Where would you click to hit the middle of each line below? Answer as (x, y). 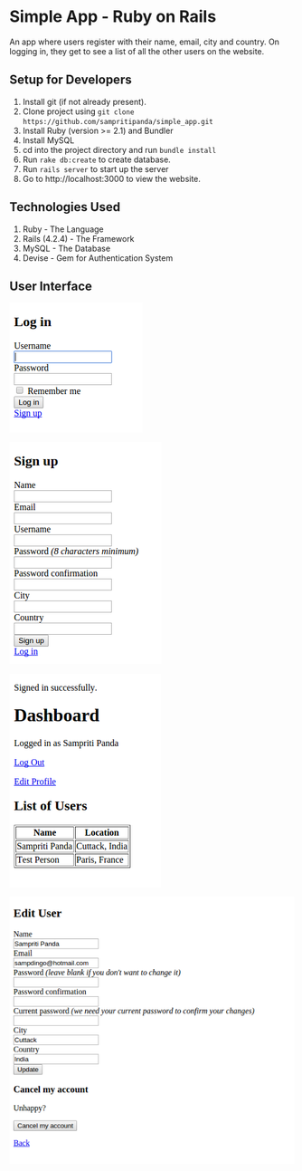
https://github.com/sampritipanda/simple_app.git (118, 121)
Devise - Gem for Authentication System (98, 258)
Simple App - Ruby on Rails (113, 17)
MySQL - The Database (66, 248)
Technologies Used (65, 207)
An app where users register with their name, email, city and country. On (145, 42)
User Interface (51, 286)
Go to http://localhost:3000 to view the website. (112, 178)
